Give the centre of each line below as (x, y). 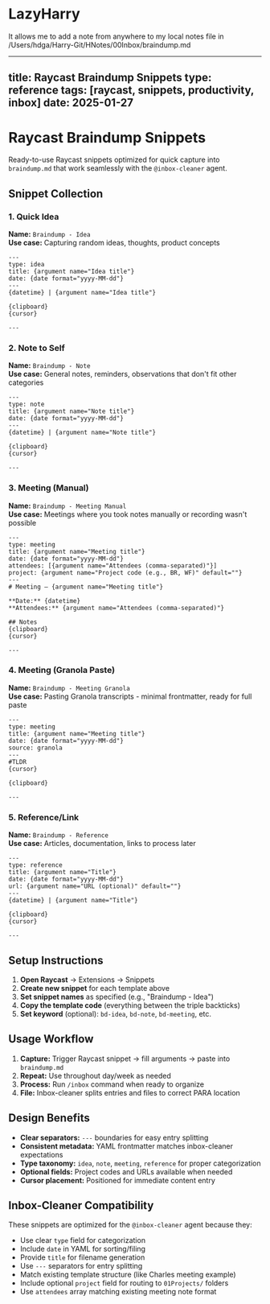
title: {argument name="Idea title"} (72, 271)
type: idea (27, 264)
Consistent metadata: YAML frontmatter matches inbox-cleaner (127, 1146)
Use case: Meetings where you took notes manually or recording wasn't (128, 514)
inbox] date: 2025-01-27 (71, 103)
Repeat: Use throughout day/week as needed (95, 1075)
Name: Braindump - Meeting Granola (69, 687)
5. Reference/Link (44, 817)
